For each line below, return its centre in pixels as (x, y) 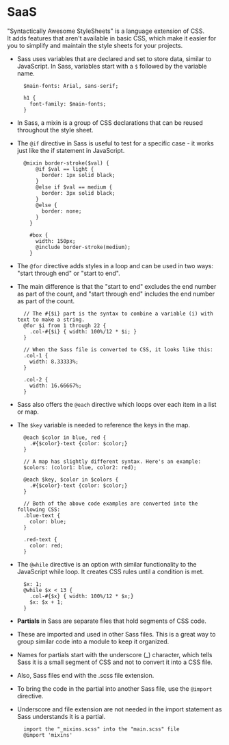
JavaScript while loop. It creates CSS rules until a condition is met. (110, 571)
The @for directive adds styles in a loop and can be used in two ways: (115, 265)
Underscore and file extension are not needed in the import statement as (119, 709)
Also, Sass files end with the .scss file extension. (85, 675)
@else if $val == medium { (74, 187)
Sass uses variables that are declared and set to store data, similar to (114, 58)
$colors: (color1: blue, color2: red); (80, 467)
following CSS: (39, 509)
